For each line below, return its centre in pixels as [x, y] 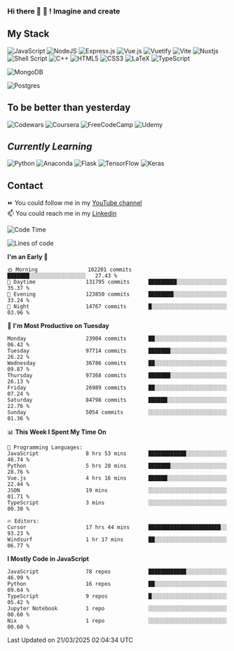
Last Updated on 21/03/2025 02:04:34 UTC [70, 640]
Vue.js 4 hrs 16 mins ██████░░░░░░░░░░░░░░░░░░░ [117, 478]
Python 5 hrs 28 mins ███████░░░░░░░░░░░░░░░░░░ [117, 466]
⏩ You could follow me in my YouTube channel [75, 203]
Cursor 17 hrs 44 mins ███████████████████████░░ [117, 527]
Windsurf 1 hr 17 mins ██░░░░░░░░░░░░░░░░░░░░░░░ [117, 540]
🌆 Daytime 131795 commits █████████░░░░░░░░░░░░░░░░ [117, 282]
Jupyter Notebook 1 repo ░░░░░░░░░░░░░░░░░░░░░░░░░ [117, 609]
